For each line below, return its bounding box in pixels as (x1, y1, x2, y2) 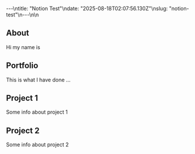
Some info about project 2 (6, 141, 69, 148)
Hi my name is (6, 43, 40, 50)
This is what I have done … (6, 76, 71, 83)
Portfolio (6, 61, 39, 71)
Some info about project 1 (6, 108, 68, 116)
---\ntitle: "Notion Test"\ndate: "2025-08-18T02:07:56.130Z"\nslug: (6, 5, 168, 12)
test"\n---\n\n (6, 11, 39, 18)
